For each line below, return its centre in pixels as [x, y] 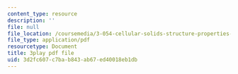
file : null [23, 27]
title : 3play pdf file [41, 54]
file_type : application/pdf [49, 40]
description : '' [31, 20]
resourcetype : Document [42, 47]
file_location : [30, 33]
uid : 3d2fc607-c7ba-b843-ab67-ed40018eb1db [73, 60]
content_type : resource [42, 14]
